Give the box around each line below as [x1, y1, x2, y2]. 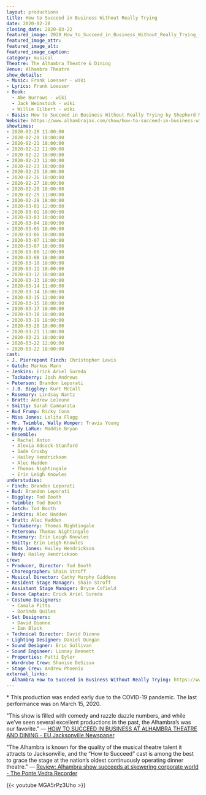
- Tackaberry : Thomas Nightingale [6, 522, 95, 529]
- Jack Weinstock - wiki [12, 100, 75, 106]
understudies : [6, 477, 43, 483]
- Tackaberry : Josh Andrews [6, 374, 78, 381]
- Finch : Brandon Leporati [6, 483, 75, 489]
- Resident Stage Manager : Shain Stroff [6, 580, 112, 586]
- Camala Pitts [12, 602, 51, 608]
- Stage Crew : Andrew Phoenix [6, 665, 84, 672]
